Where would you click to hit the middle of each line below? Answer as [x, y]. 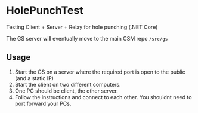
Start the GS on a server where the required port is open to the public [100, 72]
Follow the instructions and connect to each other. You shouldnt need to [103, 97]
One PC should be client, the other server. [66, 91]
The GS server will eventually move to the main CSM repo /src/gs [87, 38]
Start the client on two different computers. [68, 84]
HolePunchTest [45, 10]
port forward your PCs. [43, 103]
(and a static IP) [34, 78]
